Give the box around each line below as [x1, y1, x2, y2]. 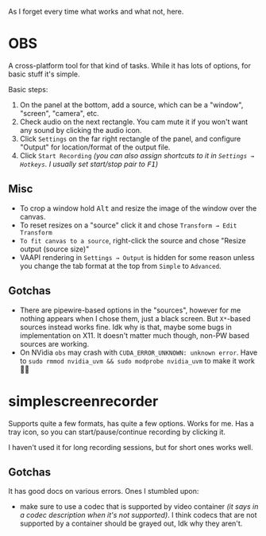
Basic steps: [8, 84, 48, 94]
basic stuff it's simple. [8, 69, 80, 79]
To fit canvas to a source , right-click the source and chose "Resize [19, 235, 246, 245]
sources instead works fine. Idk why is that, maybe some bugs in [19, 322, 233, 332]
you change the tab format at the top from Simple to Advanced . [19, 261, 222, 270]
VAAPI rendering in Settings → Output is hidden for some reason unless [19, 252, 256, 262]
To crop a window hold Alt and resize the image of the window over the [19, 203, 257, 213]
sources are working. [19, 339, 90, 348]
